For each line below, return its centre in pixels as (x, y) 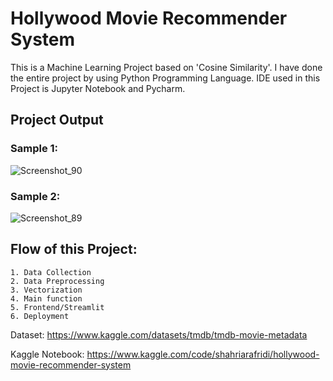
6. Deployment (40, 316)
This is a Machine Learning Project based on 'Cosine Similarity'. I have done (166, 67)
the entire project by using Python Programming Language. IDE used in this (165, 78)
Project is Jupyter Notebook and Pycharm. (98, 88)
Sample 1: (34, 149)
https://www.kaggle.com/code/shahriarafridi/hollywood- (203, 354)
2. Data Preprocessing (57, 281)
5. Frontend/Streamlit (57, 307)
